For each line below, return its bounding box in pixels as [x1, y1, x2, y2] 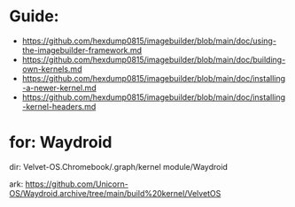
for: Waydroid [9, 133, 113, 152]
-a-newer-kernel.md [21, 82, 97, 93]
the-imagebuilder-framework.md [21, 44, 143, 55]
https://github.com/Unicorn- [25, 179, 128, 189]
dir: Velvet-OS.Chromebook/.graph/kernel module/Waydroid [9, 161, 229, 172]
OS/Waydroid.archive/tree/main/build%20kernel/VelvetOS [9, 188, 221, 198]
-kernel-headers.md [21, 101, 97, 111]
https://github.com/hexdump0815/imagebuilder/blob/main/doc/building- [21, 54, 286, 65]
